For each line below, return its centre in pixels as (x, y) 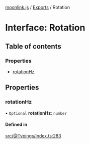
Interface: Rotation (45, 28)
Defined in (16, 125)
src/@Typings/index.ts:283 (33, 135)
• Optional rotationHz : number (36, 113)
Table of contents (33, 46)
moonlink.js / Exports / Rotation (38, 7)
